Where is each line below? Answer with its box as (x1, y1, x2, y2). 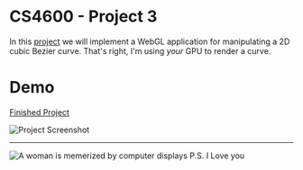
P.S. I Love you (188, 150, 245, 161)
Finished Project (9, 106, 70, 118)
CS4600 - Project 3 (9, 6, 158, 27)
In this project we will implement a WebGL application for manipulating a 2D (9, 36, 290, 47)
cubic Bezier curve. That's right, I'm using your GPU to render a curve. (9, 45, 271, 56)
